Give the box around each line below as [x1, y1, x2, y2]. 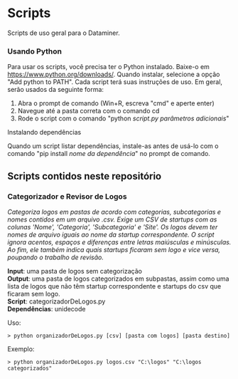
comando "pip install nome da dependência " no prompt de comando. [7, 150, 211, 158]
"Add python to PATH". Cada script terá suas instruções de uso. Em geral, [7, 78, 222, 86]
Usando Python [7, 46, 63, 56]
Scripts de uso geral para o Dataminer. [7, 28, 120, 37]
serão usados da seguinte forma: [7, 85, 104, 94]
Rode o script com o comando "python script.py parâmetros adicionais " [17, 114, 229, 123]
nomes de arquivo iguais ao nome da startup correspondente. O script [7, 230, 215, 239]
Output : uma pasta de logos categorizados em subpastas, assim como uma [7, 274, 229, 283]
